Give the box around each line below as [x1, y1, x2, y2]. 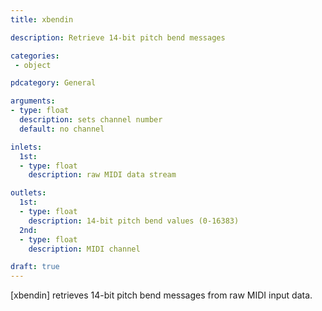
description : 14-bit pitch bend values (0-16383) [28, 216, 240, 226]
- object [14, 60, 52, 70]
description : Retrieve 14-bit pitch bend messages [10, 32, 226, 43]
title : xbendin [10, 14, 74, 25]
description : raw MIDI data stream [28, 170, 177, 180]
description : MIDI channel [28, 244, 141, 254]
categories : [10, 51, 60, 61]
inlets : [10, 142, 43, 152]
